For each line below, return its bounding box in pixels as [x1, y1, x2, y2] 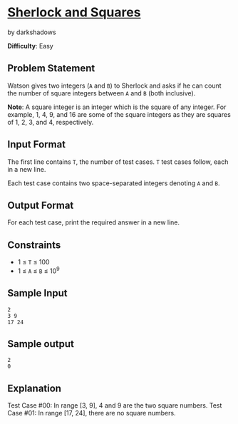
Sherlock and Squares [7, 4, 141, 21]
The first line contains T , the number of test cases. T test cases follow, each [7, 157, 229, 166]
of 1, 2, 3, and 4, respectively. [7, 118, 94, 126]
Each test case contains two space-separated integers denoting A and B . [7, 179, 220, 187]
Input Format [7, 138, 66, 150]
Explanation [7, 382, 62, 394]
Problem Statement [7, 62, 95, 75]
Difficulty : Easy [7, 41, 53, 50]
